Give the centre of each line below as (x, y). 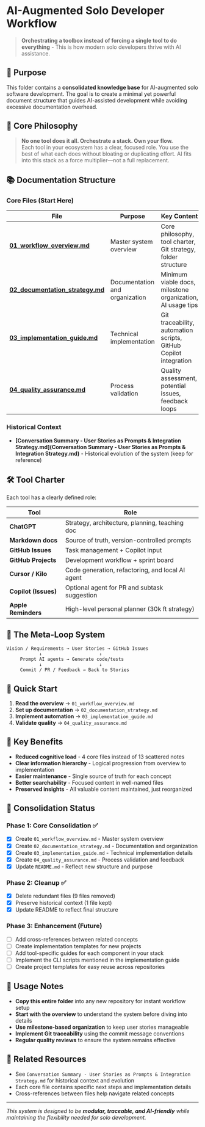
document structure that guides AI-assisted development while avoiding (97, 100)
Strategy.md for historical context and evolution (75, 1080)
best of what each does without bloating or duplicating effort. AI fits (106, 154)
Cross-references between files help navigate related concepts (95, 1093)
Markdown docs (34, 541)
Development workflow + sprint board (119, 560)
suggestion (81, 596)
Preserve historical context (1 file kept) (63, 903)
